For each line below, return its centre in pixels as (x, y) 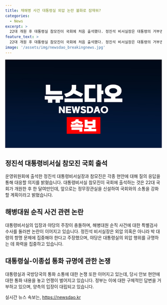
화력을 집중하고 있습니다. (40, 244)
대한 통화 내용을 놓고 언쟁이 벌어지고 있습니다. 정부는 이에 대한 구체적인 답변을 (81, 280)
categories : (17, 16)
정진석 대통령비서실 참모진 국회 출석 (56, 163)
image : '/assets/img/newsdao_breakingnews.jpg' (55, 47)
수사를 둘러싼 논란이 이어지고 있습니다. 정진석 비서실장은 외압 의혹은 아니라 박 (80, 231)
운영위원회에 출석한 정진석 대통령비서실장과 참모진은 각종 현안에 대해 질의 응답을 (83, 176)
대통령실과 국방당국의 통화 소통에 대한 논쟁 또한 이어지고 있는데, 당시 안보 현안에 (83, 274)
